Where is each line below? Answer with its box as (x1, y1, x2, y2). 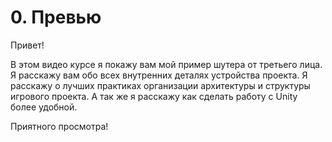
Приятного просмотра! (10, 120, 109, 132)
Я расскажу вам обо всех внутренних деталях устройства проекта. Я (10, 69, 308, 81)
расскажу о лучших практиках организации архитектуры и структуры (10, 79, 311, 91)
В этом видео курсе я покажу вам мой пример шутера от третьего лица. (10, 58, 323, 70)
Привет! (10, 39, 45, 51)
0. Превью (10, 6, 102, 29)
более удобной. (10, 101, 78, 113)
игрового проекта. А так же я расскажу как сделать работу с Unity (10, 90, 298, 102)
